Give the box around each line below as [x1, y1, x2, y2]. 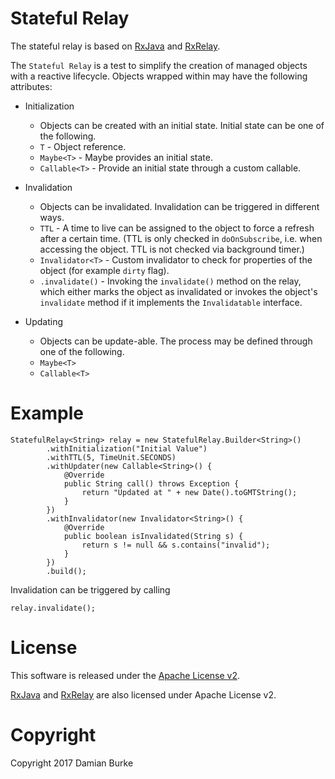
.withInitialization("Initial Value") [46, 443, 208, 454]
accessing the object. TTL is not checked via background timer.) [39, 243, 305, 255]
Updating [24, 315, 64, 327]
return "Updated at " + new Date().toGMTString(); [81, 487, 298, 497]
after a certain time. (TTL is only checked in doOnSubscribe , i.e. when [39, 232, 323, 244]
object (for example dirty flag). [39, 264, 170, 276]
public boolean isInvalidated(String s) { [63, 531, 244, 541]
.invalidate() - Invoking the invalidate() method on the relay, [39, 275, 302, 287]
